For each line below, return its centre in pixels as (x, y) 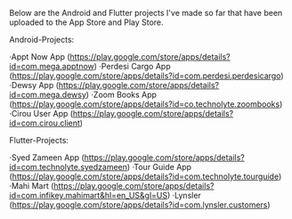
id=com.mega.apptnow (52, 66)
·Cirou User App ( (41, 114)
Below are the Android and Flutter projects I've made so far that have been (146, 13)
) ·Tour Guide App (159, 167)
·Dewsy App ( (34, 85)
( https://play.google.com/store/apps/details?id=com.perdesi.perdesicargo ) (146, 76)
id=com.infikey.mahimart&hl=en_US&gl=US (88, 195)
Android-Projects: (42, 40)
